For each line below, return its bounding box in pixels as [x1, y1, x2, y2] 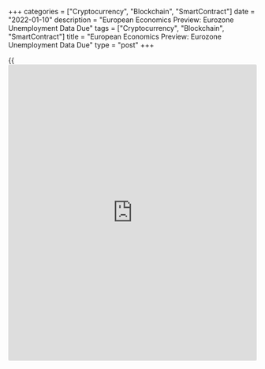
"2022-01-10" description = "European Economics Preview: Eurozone [8, 15, 234, 24]
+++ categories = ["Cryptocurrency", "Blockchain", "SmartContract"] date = [8, 7, 256, 16]
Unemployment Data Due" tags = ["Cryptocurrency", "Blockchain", [8, 24, 225, 32]
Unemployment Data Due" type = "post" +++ [8, 40, 155, 50]
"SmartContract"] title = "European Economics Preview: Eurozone [8, 32, 222, 41]
